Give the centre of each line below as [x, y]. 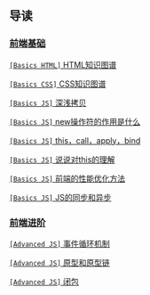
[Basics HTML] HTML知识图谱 [63, 64]
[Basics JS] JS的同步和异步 [60, 197]
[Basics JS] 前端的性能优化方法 [67, 178]
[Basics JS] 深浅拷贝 [48, 102]
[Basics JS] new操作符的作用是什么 [75, 121]
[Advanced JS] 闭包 [44, 281]
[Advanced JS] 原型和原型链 [60, 262]
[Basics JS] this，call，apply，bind [75, 140]
